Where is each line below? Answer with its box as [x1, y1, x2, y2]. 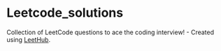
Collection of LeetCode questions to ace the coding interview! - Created [6, 28, 215, 36]
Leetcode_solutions [6, 5, 124, 21]
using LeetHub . [6, 35, 50, 43]
